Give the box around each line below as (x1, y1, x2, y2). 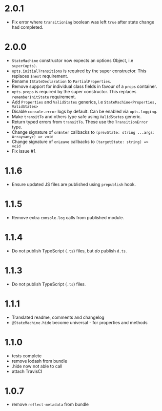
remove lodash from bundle (11, 358, 67, 364)
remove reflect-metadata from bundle (11, 401, 89, 408)
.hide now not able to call (11, 363, 62, 369)
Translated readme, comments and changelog (11, 314, 104, 320)
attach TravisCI (11, 368, 42, 374)
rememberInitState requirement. (11, 94, 76, 100)
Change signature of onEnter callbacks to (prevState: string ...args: (11, 129, 155, 135)
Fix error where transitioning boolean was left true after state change (11, 19, 155, 25)
